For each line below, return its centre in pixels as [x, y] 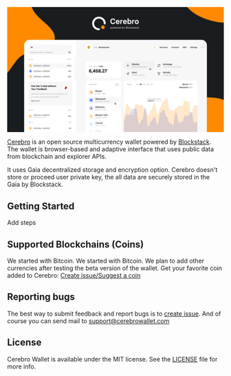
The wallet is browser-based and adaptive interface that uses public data [111, 149]
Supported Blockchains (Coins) [76, 244]
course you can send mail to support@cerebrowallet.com [88, 321]
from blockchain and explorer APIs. [57, 157]
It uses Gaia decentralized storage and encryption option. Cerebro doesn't [112, 170]
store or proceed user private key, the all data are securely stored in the [109, 177]
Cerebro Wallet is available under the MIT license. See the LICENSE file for [112, 359]
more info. [22, 366]
